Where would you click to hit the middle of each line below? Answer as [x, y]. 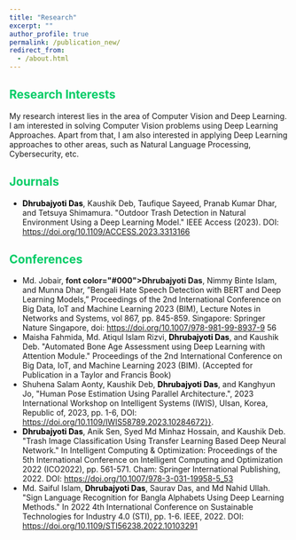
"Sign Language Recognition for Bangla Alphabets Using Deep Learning [153, 497]
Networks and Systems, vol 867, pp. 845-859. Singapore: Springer [144, 318]
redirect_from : [37, 51]
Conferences [46, 260]
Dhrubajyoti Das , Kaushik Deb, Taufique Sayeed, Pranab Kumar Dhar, [149, 203]
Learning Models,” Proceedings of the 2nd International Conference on [152, 299]
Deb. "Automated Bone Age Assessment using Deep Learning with [144, 346]
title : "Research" [43, 17]
